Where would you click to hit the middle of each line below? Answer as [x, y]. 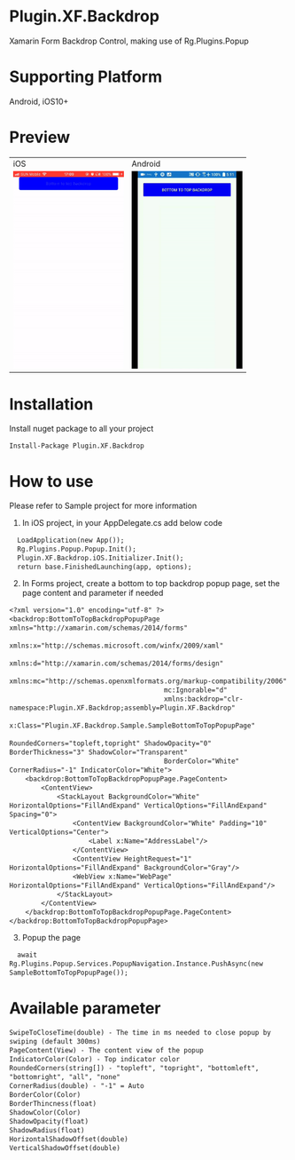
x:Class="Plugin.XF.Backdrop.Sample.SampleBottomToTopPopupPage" [132, 726]
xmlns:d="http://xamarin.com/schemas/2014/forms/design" [116, 663]
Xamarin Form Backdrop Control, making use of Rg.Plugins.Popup [129, 41]
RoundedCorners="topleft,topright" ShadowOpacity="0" [111, 743]
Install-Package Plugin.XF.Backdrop [77, 446]
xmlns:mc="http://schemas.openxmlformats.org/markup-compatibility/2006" [148, 681]
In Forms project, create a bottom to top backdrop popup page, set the [151, 584]
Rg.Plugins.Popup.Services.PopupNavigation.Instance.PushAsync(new [136, 964]
